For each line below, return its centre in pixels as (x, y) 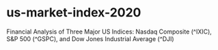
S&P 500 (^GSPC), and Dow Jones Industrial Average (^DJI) (91, 38)
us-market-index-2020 (74, 13)
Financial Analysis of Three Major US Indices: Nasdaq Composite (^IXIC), (109, 32)
